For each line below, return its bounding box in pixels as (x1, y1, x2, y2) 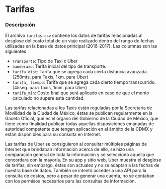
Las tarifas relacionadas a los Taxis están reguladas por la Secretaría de (5, 105, 153, 111)
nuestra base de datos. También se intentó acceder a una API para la (5, 168, 147, 174)
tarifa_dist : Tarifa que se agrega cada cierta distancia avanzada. (12, 69, 148, 75)
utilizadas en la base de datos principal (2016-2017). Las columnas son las (5, 43, 158, 49)
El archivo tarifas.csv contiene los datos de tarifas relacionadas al (5, 32, 143, 38)
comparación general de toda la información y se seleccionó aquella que (5, 152, 154, 158)
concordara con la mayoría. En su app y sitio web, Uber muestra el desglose (5, 157, 162, 163)
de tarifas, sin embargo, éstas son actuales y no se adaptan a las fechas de (5, 162, 160, 168)
